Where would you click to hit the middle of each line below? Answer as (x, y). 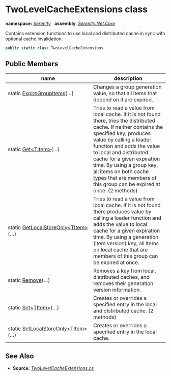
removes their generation (123, 283)
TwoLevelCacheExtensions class (77, 9)
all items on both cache (121, 171)
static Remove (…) (29, 280)
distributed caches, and (122, 277)
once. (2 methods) (116, 190)
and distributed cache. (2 (123, 310)
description (128, 78)
